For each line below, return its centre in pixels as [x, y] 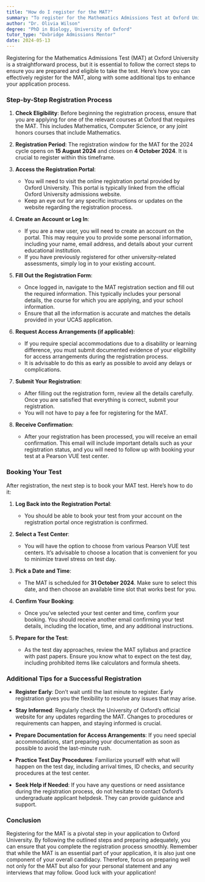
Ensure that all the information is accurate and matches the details [107, 314]
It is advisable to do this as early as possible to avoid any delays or [108, 363]
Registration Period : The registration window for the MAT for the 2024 [104, 145]
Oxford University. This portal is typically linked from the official [104, 188]
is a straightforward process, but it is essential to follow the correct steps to [101, 64]
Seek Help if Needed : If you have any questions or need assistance [100, 785]
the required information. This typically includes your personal [103, 294]
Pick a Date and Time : [43, 571]
